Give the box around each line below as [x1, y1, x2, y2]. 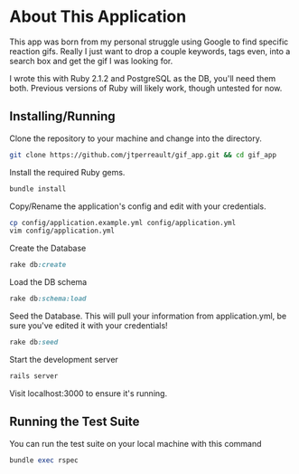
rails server [9, 371, 59, 381]
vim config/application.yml [9, 226, 116, 236]
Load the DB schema [9, 277, 88, 288]
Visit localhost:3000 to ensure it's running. [9, 387, 168, 399]
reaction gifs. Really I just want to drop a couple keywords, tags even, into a [9, 45, 291, 56]
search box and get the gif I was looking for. [9, 55, 173, 66]
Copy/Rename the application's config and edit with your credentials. [9, 201, 266, 212]
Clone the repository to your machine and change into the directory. [9, 133, 262, 144]
